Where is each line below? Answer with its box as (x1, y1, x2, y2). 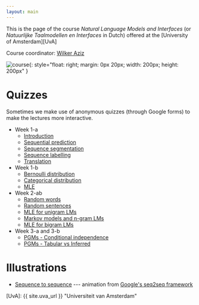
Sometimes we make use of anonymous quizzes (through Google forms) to (6, 108, 191, 115)
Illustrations (6, 261, 67, 275)
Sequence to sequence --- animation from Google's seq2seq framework (14, 281, 194, 288)
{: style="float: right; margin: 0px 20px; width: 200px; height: (29, 61, 179, 68)
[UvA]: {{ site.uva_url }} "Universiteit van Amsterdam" (6, 292, 137, 299)
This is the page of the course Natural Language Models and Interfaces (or (6, 25, 191, 32)
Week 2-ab (14, 189, 43, 196)
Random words (23, 195, 61, 203)
